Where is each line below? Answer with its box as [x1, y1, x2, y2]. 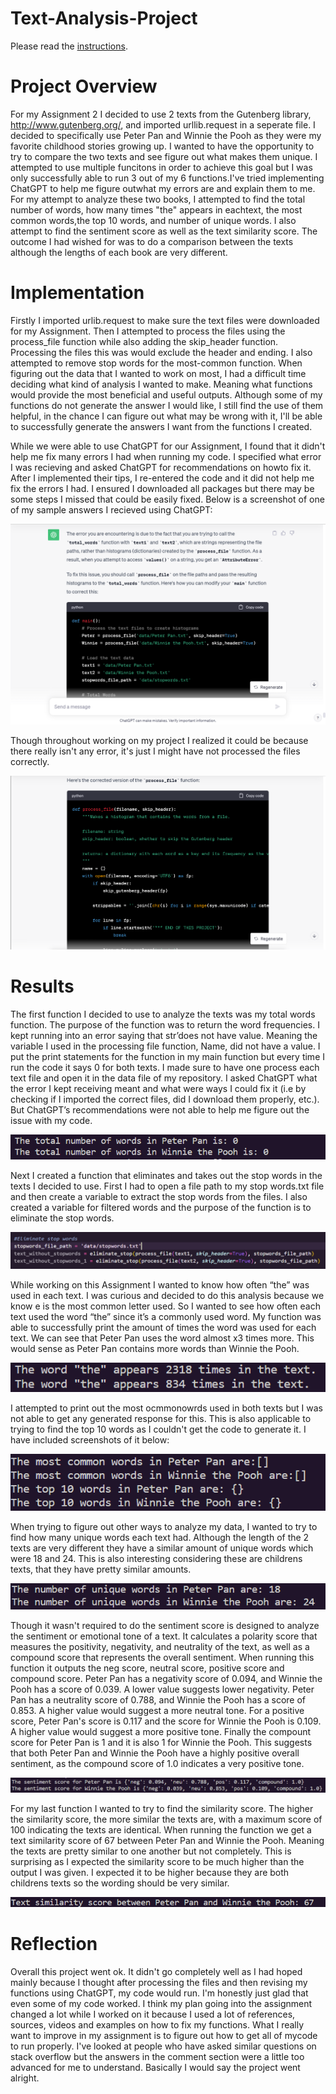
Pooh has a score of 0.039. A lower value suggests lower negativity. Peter [10, 1683, 315, 1695]
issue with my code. [10, 1115, 93, 1126]
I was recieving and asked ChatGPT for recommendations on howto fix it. [10, 461, 312, 473]
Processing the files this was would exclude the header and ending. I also [10, 346, 313, 358]
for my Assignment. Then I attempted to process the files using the [10, 325, 286, 337]
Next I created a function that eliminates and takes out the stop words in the [10, 1169, 323, 1181]
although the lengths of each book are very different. [10, 246, 228, 258]
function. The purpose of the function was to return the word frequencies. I [10, 1019, 320, 1031]
